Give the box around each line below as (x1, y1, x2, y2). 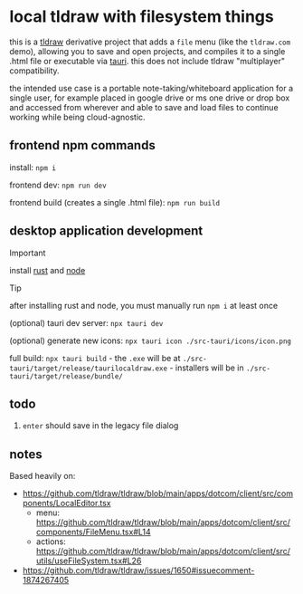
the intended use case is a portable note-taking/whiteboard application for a (9, 82, 294, 93)
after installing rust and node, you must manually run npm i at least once (9, 300, 279, 311)
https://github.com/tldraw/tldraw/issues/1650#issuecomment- (22, 565, 255, 576)
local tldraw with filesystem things (9, 6, 274, 27)
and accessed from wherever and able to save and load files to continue (9, 101, 279, 112)
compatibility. (9, 65, 61, 76)
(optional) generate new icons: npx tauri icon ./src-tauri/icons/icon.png (9, 335, 292, 346)
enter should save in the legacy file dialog (22, 420, 179, 431)
